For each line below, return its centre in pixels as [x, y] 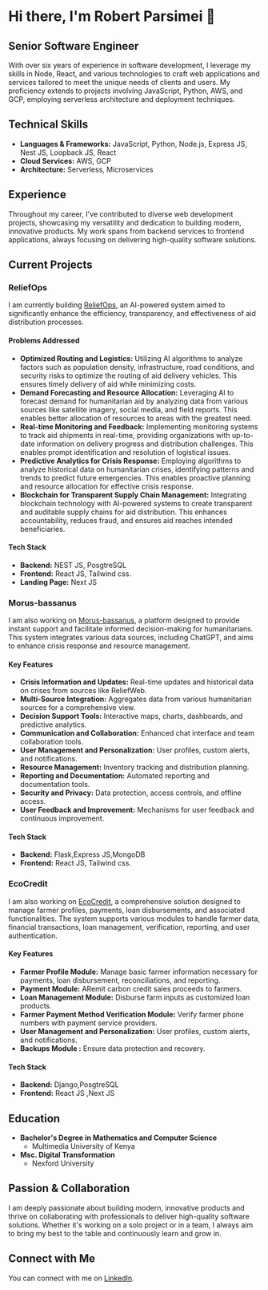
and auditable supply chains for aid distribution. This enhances [124, 512]
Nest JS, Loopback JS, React [68, 152]
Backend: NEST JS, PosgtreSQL [73, 565]
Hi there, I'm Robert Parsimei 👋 [112, 16]
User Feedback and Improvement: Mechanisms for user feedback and [137, 810]
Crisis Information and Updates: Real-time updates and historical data [136, 682]
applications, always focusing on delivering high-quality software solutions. [133, 239]
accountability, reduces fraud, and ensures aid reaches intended [126, 520]
